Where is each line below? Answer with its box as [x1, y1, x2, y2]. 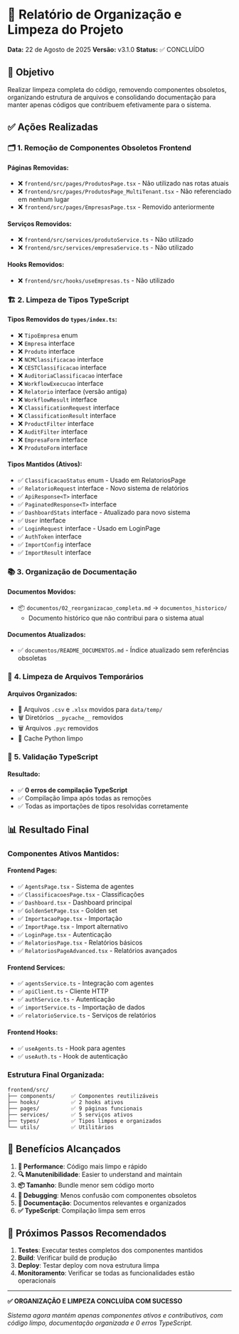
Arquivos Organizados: [7, 689, 78, 698]
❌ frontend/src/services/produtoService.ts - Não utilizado [17, 235, 194, 244]
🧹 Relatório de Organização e [7, 6, 182, 23]
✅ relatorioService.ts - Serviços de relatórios [17, 1011, 156, 1019]
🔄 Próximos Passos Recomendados [7, 1227, 167, 1239]
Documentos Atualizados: [7, 630, 86, 638]
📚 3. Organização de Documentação [7, 566, 137, 576]
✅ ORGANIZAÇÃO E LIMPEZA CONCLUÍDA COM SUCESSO [7, 1297, 183, 1305]
